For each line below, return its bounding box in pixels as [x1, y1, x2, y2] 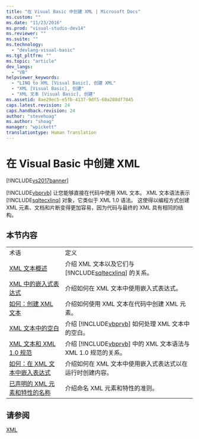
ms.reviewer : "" [6, 31, 46, 37]
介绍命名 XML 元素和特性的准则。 [65, 384, 158, 392]
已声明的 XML [9, 379, 47, 388]
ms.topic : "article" [6, 58, 57, 64]
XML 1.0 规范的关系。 [65, 348, 126, 357]
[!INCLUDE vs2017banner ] [6, 177, 69, 184]
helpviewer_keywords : [6, 75, 60, 80]
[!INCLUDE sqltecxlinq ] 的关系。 [65, 269, 153, 277]
